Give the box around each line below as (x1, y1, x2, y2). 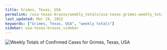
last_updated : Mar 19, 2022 (5, 16, 64, 21)
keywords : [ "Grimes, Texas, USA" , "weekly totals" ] (5, 21, 114, 26)
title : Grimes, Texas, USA (5, 7, 61, 12)
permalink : (5, 12, 28, 17)
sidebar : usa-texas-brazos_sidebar (5, 26, 79, 31)
